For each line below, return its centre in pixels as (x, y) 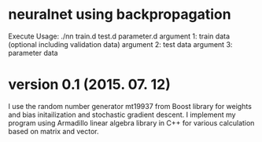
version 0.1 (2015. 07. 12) (89, 85)
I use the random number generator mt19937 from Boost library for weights (130, 106)
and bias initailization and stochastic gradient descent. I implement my (122, 115)
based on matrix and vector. (54, 131)
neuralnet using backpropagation (120, 15)
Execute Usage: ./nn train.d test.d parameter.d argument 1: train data (119, 36)
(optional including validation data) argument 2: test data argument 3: (120, 44)
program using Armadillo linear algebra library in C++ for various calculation (131, 122)
